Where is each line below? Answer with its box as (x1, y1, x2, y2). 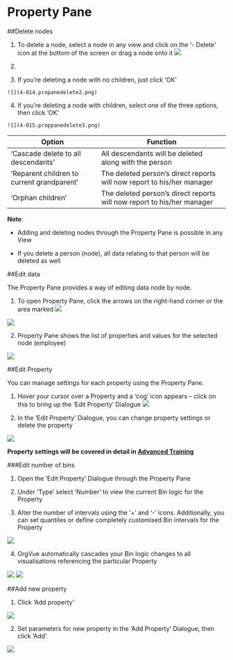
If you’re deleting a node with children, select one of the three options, (17, 101, 218, 109)
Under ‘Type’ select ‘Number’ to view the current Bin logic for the (17, 488, 204, 496)
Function (146, 136, 177, 146)
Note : (7, 215, 24, 223)
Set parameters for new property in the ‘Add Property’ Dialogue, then (17, 624, 215, 632)
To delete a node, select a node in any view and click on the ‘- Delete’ (17, 40, 216, 48)
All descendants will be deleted (101, 148, 203, 158)
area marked (17, 305, 54, 313)
